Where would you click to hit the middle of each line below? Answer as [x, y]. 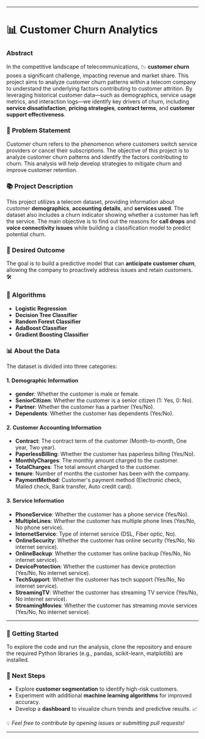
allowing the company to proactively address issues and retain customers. [100, 270]
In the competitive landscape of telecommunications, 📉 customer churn [98, 67]
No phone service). [39, 527]
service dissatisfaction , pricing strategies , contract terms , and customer [101, 108]
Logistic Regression [41, 308]
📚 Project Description [40, 186]
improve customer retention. [42, 170]
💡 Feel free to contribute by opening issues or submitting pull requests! [95, 723]
